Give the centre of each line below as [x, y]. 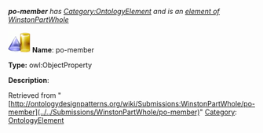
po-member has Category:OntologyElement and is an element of [114, 11]
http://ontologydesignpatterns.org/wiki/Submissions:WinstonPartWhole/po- [133, 104]
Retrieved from [32, 95]
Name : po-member [63, 50]
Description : [29, 80]
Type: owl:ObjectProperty [50, 65]
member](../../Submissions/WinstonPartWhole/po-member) [104, 112]
